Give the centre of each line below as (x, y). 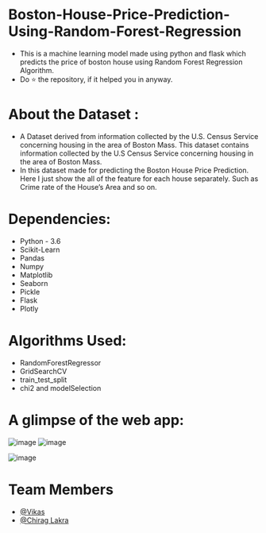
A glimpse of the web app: (96, 420)
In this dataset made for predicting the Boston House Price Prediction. (134, 170)
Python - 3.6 (40, 241)
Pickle (30, 292)
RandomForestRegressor (60, 362)
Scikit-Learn (40, 249)
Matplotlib (36, 275)
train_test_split (43, 380)
